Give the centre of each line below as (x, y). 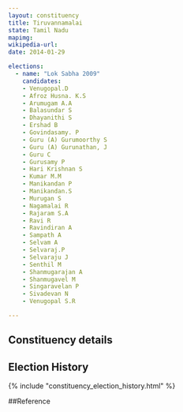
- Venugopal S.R (49, 302)
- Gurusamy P (44, 162)
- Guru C (37, 155)
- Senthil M (42, 264)
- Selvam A (40, 243)
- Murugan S (42, 198)
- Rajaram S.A (45, 213)
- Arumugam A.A (47, 103)
